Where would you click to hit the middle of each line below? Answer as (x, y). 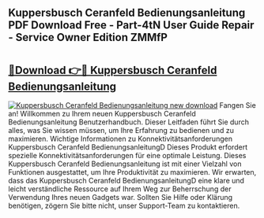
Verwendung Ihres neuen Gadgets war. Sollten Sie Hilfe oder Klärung (121, 197)
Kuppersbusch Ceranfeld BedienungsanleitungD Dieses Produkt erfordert (128, 147)
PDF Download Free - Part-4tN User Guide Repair (131, 26)
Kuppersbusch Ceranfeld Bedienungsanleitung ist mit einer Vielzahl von (125, 164)
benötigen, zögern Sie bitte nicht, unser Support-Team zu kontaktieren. (124, 205)
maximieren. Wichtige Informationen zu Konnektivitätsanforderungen (121, 139)
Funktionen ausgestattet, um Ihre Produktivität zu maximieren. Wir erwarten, (132, 172)
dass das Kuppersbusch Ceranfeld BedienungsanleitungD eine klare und (126, 181)
